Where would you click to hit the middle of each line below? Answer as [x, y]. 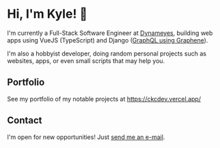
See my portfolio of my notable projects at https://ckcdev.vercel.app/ [104, 99]
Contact [25, 120]
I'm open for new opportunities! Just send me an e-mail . [86, 137]
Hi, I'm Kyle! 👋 [47, 14]
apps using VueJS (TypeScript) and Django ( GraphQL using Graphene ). [108, 40]
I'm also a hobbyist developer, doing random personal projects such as [107, 53]
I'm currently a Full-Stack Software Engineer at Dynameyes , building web [110, 33]
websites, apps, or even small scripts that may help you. [86, 60]
